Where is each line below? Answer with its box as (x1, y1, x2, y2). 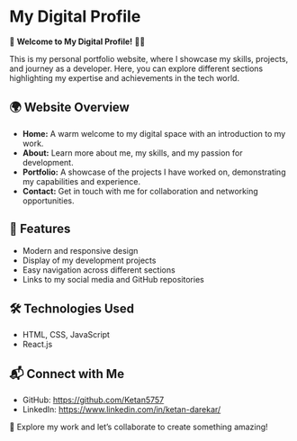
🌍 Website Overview (9, 100, 130, 115)
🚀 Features (9, 221, 71, 237)
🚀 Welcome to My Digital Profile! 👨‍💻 (9, 36, 146, 47)
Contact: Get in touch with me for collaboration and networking (22, 185, 258, 196)
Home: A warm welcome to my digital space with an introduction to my (22, 128, 286, 139)
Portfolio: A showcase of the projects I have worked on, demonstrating (22, 166, 286, 177)
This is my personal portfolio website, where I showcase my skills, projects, (9, 53, 289, 64)
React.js (22, 339, 53, 350)
